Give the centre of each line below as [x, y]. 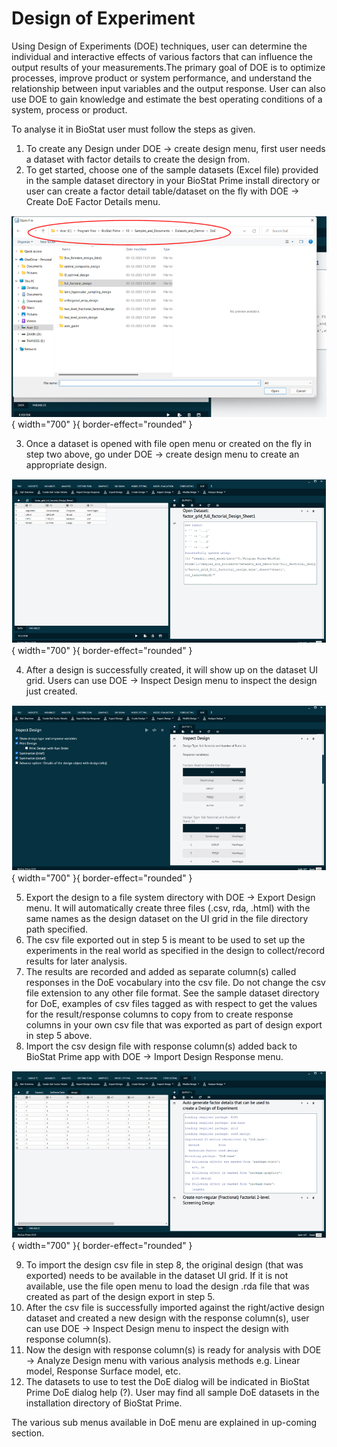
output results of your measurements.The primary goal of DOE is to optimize [168, 67]
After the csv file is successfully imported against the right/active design [175, 1307]
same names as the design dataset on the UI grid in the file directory [167, 919]
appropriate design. [66, 465]
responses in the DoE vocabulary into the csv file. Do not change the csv [175, 983]
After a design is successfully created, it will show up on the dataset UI [172, 670]
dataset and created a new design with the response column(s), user [167, 1318]
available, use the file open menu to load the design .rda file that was [167, 1286]
